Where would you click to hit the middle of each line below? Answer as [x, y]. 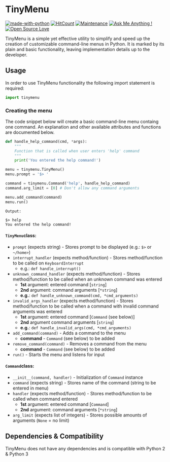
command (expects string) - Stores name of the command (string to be [84, 382]
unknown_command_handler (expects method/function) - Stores [76, 274]
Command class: [20, 366]
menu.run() [17, 202]
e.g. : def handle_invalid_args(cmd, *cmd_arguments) [76, 327]
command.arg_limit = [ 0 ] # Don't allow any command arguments [72, 188]
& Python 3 [17, 454]
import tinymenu [22, 97]
